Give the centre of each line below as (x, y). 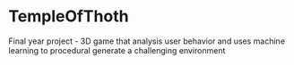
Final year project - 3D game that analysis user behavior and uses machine (147, 41)
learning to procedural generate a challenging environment (117, 50)
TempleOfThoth (69, 16)
